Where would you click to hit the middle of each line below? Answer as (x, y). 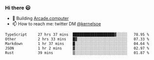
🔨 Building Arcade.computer (40, 19)
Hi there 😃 (18, 8)
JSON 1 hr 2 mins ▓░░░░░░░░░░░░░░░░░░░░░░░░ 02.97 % (77, 48)
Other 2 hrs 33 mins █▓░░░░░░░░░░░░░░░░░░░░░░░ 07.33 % (77, 39)
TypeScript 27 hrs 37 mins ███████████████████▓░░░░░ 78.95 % (77, 35)
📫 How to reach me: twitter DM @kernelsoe (57, 24)
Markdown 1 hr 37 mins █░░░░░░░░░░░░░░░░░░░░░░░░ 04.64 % (77, 44)
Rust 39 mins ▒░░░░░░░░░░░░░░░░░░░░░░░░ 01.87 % (77, 53)
